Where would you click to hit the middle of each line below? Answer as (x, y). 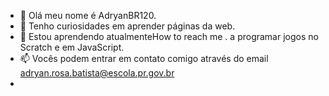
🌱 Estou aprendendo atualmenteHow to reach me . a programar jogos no (169, 36)
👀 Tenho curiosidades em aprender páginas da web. (127, 26)
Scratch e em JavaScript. (72, 47)
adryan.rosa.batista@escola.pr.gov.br (97, 73)
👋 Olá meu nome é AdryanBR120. (88, 15)
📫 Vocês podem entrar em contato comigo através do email (144, 58)
